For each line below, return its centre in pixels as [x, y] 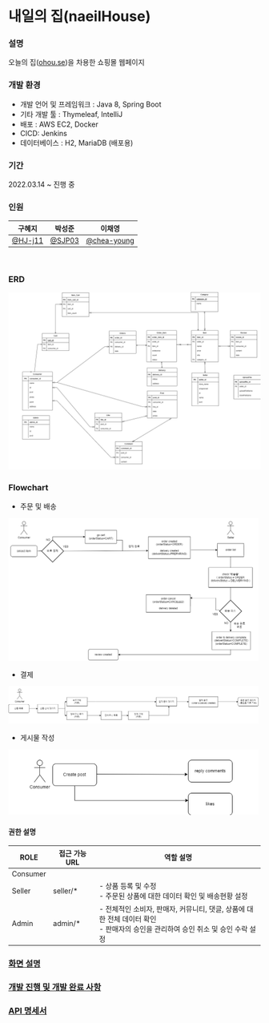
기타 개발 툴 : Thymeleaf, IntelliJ [71, 114]
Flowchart [28, 488]
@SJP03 [65, 240]
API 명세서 [28, 1010]
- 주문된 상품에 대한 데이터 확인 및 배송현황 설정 [173, 896]
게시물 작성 [37, 737]
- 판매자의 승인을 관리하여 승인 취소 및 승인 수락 [173, 928]
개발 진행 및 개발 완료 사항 [55, 987]
